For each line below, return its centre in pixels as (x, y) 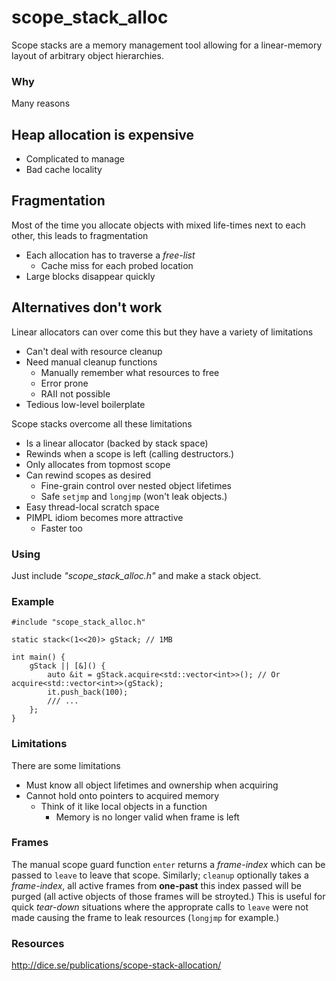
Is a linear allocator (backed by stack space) (117, 443)
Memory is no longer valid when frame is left (147, 817)
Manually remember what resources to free (130, 372)
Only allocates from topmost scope (98, 464)
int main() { (38, 657)
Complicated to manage (75, 159)
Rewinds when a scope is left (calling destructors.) (130, 453)
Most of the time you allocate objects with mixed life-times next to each (158, 225)
